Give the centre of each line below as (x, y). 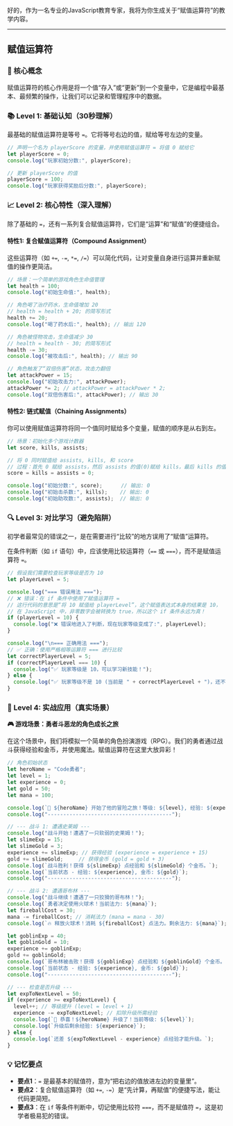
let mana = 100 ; (31, 795)
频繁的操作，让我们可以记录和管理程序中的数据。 (95, 96)
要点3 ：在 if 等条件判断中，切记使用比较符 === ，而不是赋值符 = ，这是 (117, 1107)
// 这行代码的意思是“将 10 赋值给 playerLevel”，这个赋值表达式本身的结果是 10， (114, 605)
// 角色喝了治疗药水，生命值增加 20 (53, 305)
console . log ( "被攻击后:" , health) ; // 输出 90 (72, 357)
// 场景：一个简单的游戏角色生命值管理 (56, 279)
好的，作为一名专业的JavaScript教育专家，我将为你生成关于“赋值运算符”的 (113, 10)
